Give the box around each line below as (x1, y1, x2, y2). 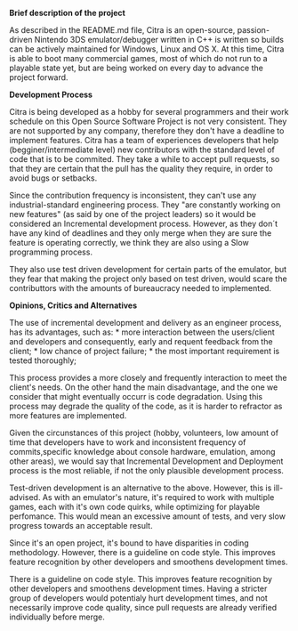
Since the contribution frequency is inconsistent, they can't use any (9, 190, 257, 200)
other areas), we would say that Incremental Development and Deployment (9, 456, 284, 466)
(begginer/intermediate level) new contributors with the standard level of (9, 144, 276, 155)
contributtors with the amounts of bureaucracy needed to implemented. (9, 283, 272, 293)
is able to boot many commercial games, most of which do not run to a (9, 53, 269, 63)
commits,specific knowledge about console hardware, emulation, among (9, 447, 276, 457)
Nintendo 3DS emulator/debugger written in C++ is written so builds (34, 35, 285, 44)
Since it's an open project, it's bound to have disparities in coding (9, 538, 249, 548)
